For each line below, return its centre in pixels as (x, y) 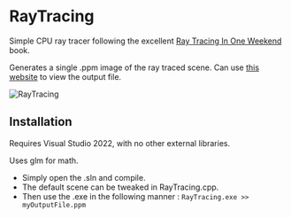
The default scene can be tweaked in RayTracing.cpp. (120, 187)
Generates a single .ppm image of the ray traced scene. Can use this (134, 67)
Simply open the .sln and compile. (84, 177)
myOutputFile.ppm (54, 205)
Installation (41, 122)
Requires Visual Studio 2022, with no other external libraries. (120, 143)
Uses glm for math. (44, 160)
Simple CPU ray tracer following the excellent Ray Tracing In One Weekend (145, 41)
